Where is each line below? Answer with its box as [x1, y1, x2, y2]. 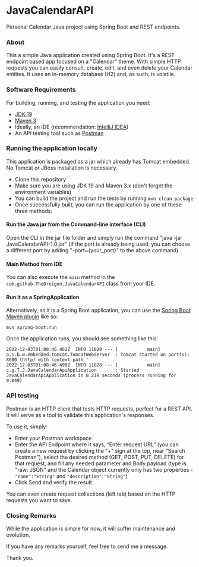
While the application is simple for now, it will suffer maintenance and [6, 525, 175, 532]
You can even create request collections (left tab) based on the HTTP [6, 490, 176, 497]
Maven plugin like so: [6, 313, 58, 320]
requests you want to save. [6, 496, 72, 503]
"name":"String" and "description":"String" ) [14, 472, 128, 480]
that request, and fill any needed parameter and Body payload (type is [14, 459, 187, 467]
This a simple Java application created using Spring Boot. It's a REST [6, 52, 175, 59]
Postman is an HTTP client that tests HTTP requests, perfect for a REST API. [6, 405, 192, 412]
